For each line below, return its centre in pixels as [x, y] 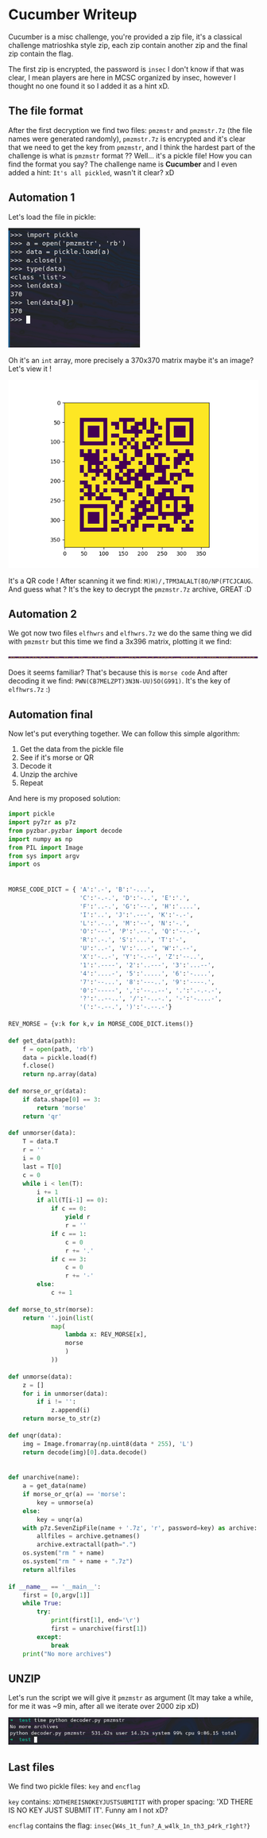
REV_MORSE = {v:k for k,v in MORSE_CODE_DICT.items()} [101, 1024]
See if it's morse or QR [56, 757]
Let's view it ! [30, 369]
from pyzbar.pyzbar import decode [66, 831]
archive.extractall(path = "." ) [87, 1545]
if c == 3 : [69, 1259]
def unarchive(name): [44, 1478]
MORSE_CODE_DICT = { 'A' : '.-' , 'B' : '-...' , [81, 890]
